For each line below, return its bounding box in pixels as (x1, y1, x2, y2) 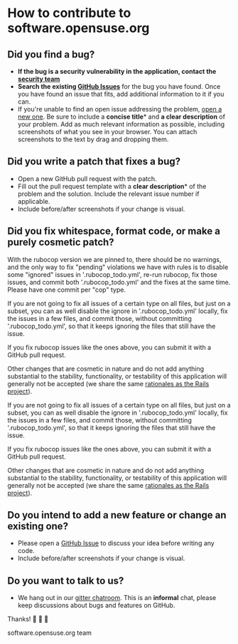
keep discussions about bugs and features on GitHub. (17, 601, 175, 610)
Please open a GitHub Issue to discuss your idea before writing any (17, 539, 215, 547)
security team (17, 75, 60, 83)
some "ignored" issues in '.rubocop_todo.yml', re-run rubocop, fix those (7, 270, 218, 278)
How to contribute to (7, 5, 131, 21)
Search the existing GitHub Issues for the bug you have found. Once (17, 82, 221, 90)
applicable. (17, 197, 50, 205)
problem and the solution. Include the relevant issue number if (17, 190, 200, 198)
